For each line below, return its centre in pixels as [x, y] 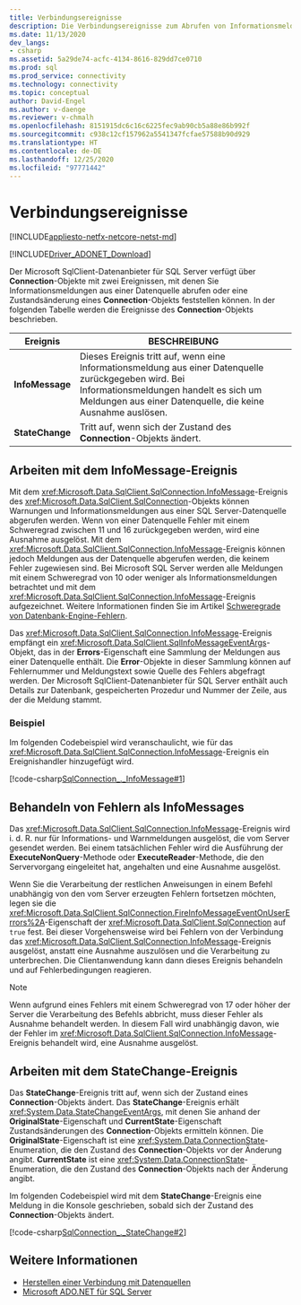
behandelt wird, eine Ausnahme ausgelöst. [120, 1043]
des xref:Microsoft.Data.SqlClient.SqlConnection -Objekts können [129, 501]
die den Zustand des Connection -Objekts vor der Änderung [171, 1150]
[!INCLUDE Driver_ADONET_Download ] [80, 254]
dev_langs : [30, 43]
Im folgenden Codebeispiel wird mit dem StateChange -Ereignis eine [136, 1196]
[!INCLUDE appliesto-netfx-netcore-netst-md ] [93, 237]
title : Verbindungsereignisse [66, 17]
